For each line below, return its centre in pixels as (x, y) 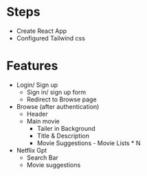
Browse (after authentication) (58, 106)
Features (32, 66)
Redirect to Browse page (61, 99)
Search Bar (43, 158)
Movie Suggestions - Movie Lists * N (89, 143)
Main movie (43, 121)
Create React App (42, 31)
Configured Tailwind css (50, 38)
